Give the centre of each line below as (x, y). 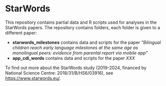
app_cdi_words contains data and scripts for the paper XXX (74, 58)
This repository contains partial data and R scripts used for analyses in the (81, 22)
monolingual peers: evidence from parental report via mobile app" (80, 53)
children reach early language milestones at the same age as (75, 47)
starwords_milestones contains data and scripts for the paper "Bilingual (86, 42)
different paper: (21, 33)
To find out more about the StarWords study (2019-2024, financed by (76, 68)
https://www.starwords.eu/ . (33, 78)
